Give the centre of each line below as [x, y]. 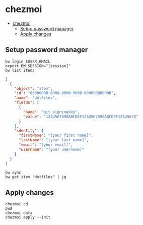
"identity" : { [29, 131]
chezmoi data [19, 213]
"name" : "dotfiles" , [36, 98]
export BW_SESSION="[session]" [38, 66]
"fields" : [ [27, 103]
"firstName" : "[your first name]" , [56, 135]
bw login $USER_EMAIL [28, 62]
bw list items [20, 70]
